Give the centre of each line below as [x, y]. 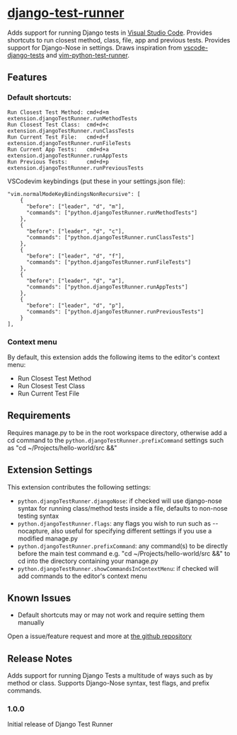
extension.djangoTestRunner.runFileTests [69, 143]
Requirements [39, 416]
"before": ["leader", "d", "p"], [75, 306]
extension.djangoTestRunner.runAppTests [68, 156]
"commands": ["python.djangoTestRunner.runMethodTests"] [112, 213]
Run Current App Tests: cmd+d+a [58, 149]
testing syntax [38, 516]
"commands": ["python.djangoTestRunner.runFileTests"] [109, 262]
